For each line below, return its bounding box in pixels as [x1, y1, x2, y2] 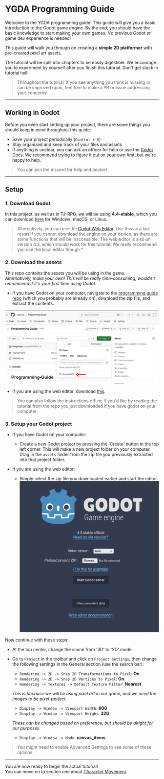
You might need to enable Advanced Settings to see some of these [17, 744, 152, 750]
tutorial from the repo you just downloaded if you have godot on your [17, 403, 156, 409]
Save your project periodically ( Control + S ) [12, 136, 101, 142]
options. [17, 750, 34, 755]
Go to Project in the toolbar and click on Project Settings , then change [12, 656, 157, 662]
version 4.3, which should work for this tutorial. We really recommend [17, 242, 157, 247]
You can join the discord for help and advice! [17, 167, 107, 172]
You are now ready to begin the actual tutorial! [5, 763, 98, 770]
